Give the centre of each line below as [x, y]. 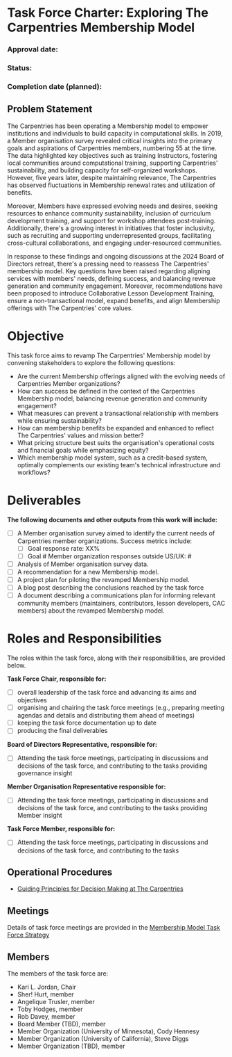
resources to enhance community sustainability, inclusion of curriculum [109, 213]
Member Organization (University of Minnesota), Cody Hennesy [108, 1031]
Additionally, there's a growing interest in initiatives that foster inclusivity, [111, 228]
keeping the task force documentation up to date [87, 723]
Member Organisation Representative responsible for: [87, 786]
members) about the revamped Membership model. [91, 611]
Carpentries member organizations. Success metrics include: [105, 541]
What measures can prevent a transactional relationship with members [118, 413]
